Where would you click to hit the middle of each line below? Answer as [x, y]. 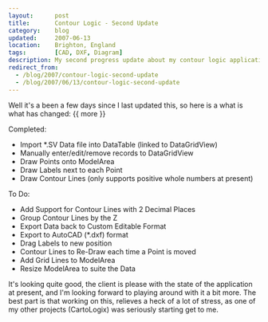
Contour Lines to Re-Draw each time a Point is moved [108, 251]
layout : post [39, 16]
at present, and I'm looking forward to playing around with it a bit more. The [132, 293]
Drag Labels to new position [66, 243]
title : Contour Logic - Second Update [83, 23]
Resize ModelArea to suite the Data [77, 269]
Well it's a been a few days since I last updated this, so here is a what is [126, 105]
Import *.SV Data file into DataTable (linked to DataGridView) [118, 144]
